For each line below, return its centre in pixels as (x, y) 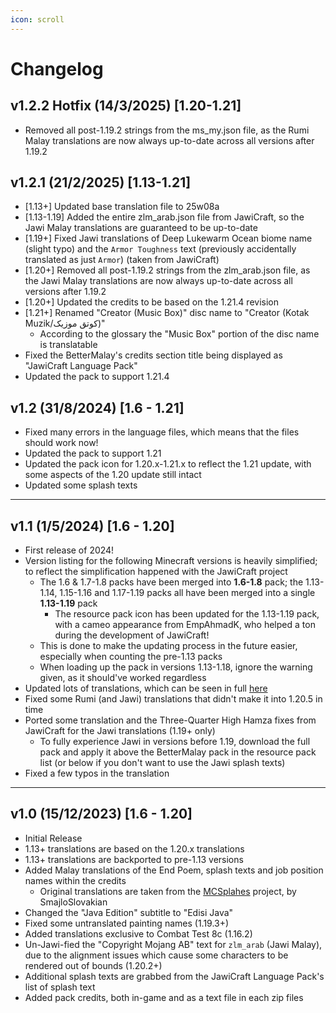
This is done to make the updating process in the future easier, (168, 646)
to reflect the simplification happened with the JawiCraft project (156, 572)
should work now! (61, 443)
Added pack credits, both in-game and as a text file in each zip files (164, 997)
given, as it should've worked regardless (123, 678)
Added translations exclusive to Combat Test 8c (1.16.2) (138, 933)
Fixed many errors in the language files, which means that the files (162, 432)
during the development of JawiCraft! (132, 635)
